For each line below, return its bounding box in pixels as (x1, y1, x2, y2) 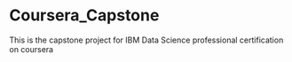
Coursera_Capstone (9, 5, 160, 26)
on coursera (9, 43, 54, 54)
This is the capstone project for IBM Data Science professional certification (9, 35, 284, 45)
